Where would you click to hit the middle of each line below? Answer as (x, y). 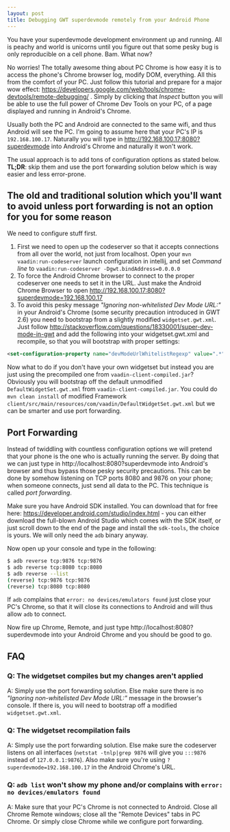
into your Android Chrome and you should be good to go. (131, 634)
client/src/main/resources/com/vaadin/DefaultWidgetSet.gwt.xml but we (111, 404)
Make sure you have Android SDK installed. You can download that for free (113, 506)
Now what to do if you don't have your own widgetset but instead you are (111, 367)
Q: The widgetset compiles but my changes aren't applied (105, 676)
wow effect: (24, 89)
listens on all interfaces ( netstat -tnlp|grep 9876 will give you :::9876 (107, 752)
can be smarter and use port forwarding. (64, 411)
